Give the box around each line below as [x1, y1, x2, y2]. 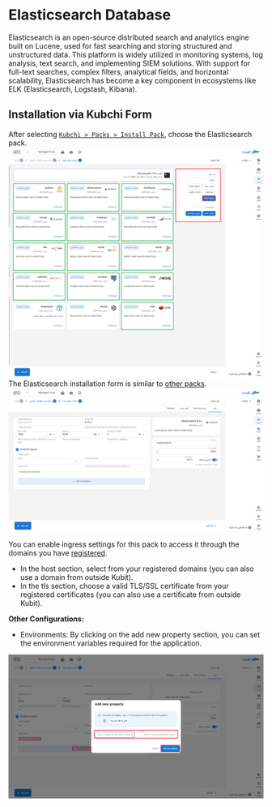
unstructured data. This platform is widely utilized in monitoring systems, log [8, 49, 263, 59]
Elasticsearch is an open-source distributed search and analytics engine [8, 32, 249, 42]
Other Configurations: [8, 614, 85, 624]
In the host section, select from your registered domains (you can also [19, 564, 254, 573]
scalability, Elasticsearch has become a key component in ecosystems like [8, 75, 257, 85]
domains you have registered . [8, 548, 108, 558]
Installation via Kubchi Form [8, 108, 152, 122]
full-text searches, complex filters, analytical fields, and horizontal [8, 67, 229, 76]
